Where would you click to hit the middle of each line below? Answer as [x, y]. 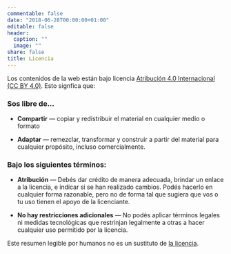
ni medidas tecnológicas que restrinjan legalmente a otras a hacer [111, 223]
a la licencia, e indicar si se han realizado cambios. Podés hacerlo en [115, 187]
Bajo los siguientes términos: [57, 165]
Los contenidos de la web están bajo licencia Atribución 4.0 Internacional [111, 78]
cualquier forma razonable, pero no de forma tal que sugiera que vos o [118, 194]
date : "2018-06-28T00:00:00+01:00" [58, 20]
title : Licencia [30, 59]
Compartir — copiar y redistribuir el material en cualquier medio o [111, 119]
